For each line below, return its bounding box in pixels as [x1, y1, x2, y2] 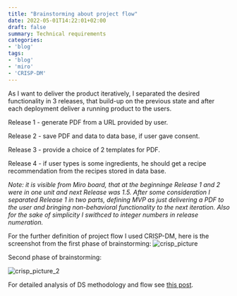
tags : [8, 50, 24, 57]
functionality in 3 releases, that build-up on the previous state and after [8, 96, 215, 105]
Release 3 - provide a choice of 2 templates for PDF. [8, 145, 161, 154]
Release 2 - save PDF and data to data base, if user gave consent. [8, 132, 200, 140]
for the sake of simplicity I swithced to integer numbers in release [8, 210, 199, 219]
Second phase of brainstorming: [8, 253, 102, 261]
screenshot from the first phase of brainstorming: [8, 239, 152, 248]
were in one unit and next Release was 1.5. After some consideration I [8, 188, 211, 196]
